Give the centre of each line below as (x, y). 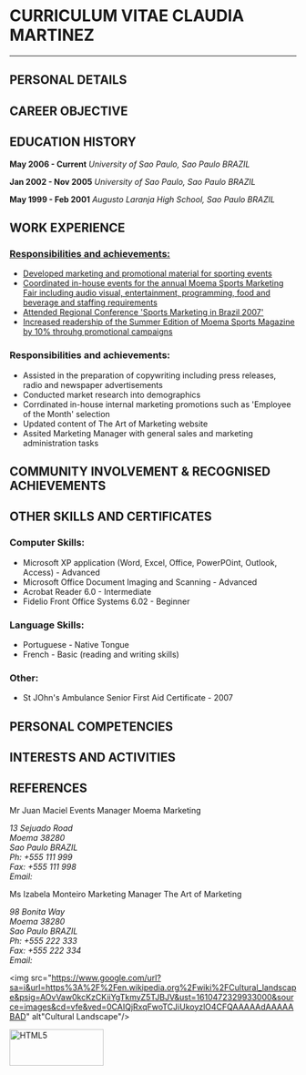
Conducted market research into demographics (112, 394)
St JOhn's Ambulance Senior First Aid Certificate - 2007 (128, 698)
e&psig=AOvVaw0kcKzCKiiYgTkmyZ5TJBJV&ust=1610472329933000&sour (152, 997)
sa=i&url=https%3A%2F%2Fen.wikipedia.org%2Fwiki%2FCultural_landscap (153, 987)
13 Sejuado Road (41, 828)
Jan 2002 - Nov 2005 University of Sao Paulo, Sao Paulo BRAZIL (133, 181)
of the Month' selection (66, 414)
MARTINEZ (52, 35)
